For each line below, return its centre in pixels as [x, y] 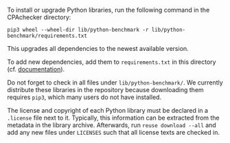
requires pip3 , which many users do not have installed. [84, 97]
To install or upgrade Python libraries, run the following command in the [108, 10]
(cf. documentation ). [36, 69]
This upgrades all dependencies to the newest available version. [98, 48]
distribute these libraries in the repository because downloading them [105, 90]
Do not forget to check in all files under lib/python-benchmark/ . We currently [115, 82]
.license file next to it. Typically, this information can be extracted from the [113, 118]
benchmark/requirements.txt [47, 36]
